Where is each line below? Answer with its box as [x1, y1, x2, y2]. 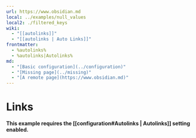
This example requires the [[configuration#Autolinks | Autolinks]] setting [6, 120, 191, 127]
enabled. [6, 126, 29, 133]
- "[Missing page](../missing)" [11, 69, 92, 75]
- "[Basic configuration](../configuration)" [11, 63, 127, 70]
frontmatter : [6, 42, 39, 48]
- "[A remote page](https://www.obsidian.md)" [11, 75, 129, 81]
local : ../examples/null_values [6, 14, 86, 20]
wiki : [6, 25, 20, 31]
